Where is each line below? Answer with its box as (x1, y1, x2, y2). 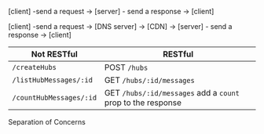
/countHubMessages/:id (12, 93, 97, 102)
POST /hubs (104, 62, 148, 73)
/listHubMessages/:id (12, 76, 93, 85)
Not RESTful (31, 49, 78, 60)
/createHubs (12, 63, 57, 71)
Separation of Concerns (8, 118, 86, 126)
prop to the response (104, 97, 182, 108)
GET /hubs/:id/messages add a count (104, 88, 240, 98)
